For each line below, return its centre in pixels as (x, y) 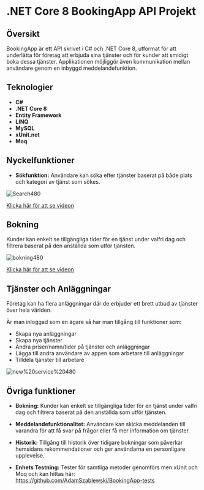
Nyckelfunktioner (40, 160)
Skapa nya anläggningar (46, 334)
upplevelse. (30, 456)
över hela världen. (29, 310)
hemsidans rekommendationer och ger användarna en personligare (100, 449)
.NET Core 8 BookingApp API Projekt (101, 11)
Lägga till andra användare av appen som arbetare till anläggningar (100, 353)
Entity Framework (38, 115)
